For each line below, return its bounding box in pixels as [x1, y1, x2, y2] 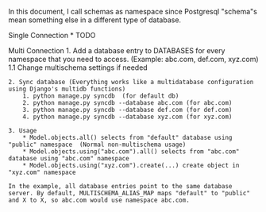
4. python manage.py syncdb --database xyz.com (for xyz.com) [22, 113, 233, 121]
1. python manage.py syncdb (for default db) [22, 92, 179, 100]
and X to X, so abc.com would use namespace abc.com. [8, 196, 191, 204]
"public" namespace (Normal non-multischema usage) [8, 141, 187, 148]
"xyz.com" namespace [8, 168, 77, 176]
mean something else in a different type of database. [8, 15, 181, 25]
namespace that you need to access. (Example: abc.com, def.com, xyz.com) [8, 55, 260, 64]
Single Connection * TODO [8, 31, 96, 40]
